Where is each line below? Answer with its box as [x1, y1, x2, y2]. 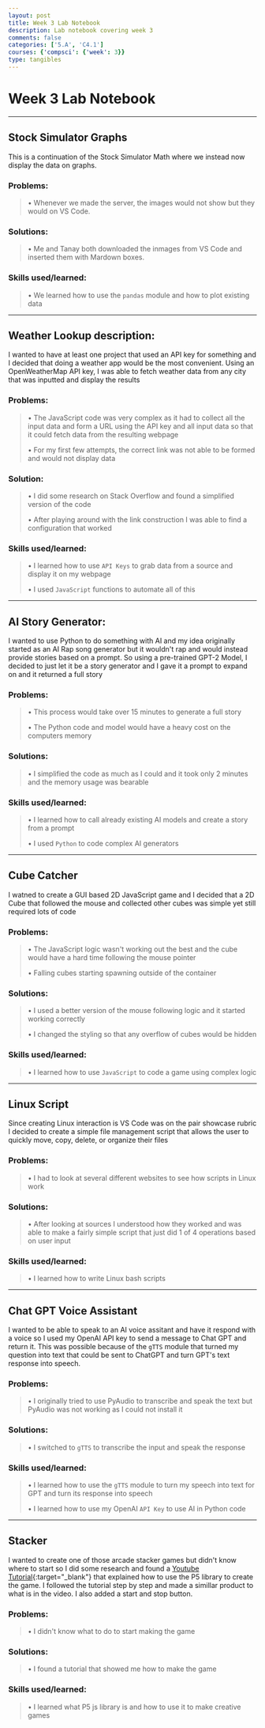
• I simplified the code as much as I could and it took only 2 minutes [27, 769, 248, 778]
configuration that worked [27, 523, 113, 532]
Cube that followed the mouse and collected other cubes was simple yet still [8, 898, 256, 908]
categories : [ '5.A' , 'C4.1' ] [8, 41, 104, 49]
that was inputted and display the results [8, 375, 140, 384]
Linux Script [8, 1098, 69, 1111]
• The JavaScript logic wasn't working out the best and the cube [27, 944, 238, 954]
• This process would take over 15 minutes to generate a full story [27, 707, 242, 717]
